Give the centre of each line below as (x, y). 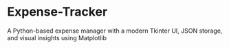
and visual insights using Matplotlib (57, 37)
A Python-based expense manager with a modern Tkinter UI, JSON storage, (115, 31)
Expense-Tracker (57, 12)
